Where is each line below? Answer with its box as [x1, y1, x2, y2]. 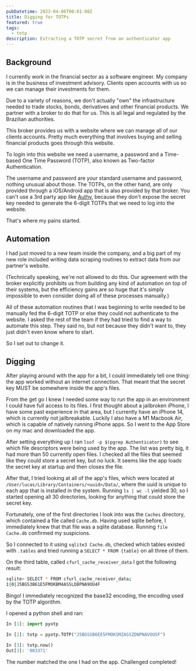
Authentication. [6, 163, 43, 170]
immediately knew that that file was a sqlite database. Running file [6, 523, 168, 530]
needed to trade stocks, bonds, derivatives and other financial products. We [6, 103, 189, 110]
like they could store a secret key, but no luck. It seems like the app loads [6, 457, 182, 464]
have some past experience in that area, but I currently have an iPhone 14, [6, 408, 184, 415]
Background [6, 57, 51, 67]
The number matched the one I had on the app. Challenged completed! [6, 658, 177, 665]
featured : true [6, 19, 43, 25]
